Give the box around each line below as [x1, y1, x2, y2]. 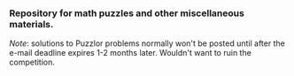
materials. [9, 18, 54, 30]
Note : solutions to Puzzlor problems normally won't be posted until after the [9, 38, 285, 49]
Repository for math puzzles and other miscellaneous [9, 7, 245, 19]
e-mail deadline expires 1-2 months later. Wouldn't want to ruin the [9, 48, 252, 58]
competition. [9, 57, 56, 68]
